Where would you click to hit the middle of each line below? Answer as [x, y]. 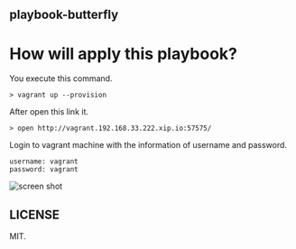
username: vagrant [44, 161]
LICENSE [35, 214]
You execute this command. [61, 78]
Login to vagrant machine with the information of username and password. [148, 145]
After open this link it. [49, 112]
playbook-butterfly [64, 15]
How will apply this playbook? [123, 54]
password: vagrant [44, 170]
